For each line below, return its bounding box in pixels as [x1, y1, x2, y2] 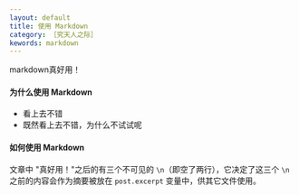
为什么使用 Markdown [9, 87, 93, 97]
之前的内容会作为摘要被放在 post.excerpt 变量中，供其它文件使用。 [9, 175, 261, 186]
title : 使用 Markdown [9, 22, 89, 31]
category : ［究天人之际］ [9, 30, 98, 39]
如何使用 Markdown [9, 142, 85, 153]
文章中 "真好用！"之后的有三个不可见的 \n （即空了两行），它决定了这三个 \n [9, 163, 290, 174]
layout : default [9, 13, 71, 23]
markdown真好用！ [9, 64, 82, 75]
